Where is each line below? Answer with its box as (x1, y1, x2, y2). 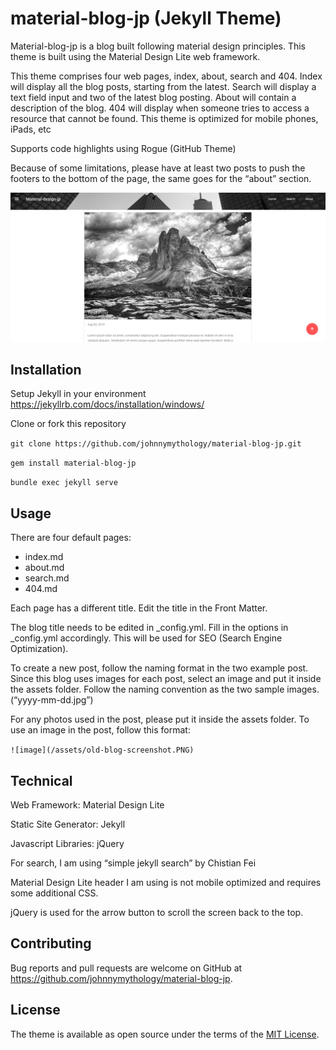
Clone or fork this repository (10, 418, 127, 430)
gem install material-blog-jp (10, 458, 137, 469)
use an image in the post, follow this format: (10, 724, 191, 736)
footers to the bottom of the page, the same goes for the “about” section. (10, 172, 312, 184)
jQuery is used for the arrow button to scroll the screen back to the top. (10, 907, 304, 919)
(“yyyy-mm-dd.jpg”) (10, 694, 94, 706)
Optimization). (10, 643, 69, 655)
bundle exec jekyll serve (10, 478, 118, 488)
